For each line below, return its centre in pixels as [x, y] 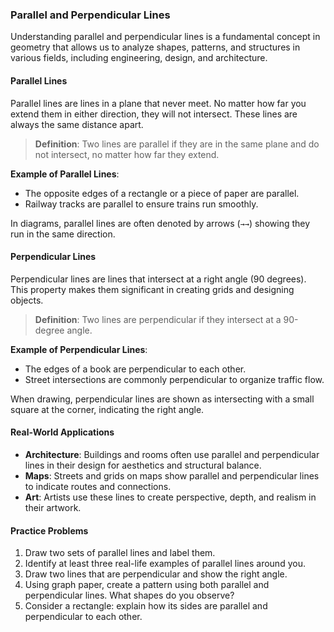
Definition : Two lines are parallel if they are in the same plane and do [177, 144]
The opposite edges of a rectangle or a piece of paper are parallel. [162, 193]
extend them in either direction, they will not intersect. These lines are [154, 114]
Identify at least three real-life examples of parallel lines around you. [165, 564]
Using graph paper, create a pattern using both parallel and [147, 585]
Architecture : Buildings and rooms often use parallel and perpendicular [172, 454]
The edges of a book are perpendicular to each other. [135, 369]
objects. [27, 300]
